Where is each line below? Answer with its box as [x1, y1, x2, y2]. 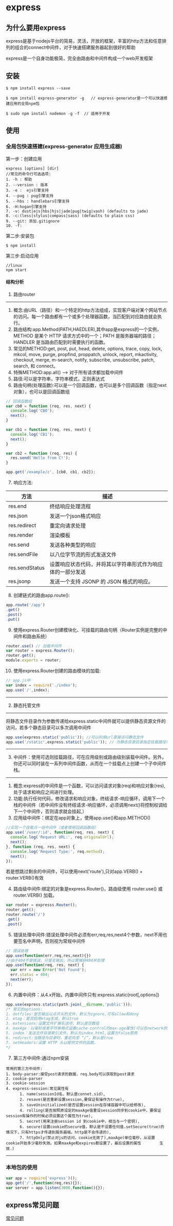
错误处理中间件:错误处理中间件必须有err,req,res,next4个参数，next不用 [13, 932, 163, 938]
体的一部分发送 [49, 568, 86, 575]
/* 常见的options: [6, 1007, 43, 1012]
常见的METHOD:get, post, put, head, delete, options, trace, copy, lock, [13, 345, 162, 351]
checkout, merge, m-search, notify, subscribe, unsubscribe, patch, [13, 357, 155, 363]
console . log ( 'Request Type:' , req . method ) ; [10, 849, 105, 854]
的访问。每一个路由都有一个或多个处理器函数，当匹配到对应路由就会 [13, 313, 158, 320]
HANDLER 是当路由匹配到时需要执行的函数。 [13, 339, 108, 345]
